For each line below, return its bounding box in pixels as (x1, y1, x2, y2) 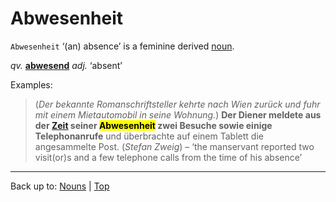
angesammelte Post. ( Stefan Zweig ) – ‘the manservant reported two (34, 140, 315, 152)
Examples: (10, 78, 53, 91)
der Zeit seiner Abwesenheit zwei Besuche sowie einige (34, 119, 273, 131)
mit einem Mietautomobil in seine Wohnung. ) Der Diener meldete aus (34, 108, 322, 121)
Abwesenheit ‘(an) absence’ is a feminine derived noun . (10, 40, 235, 52)
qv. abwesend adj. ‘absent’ (10, 59, 123, 71)
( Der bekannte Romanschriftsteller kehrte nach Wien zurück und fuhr (34, 98, 321, 110)
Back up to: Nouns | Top (10, 180, 110, 192)
